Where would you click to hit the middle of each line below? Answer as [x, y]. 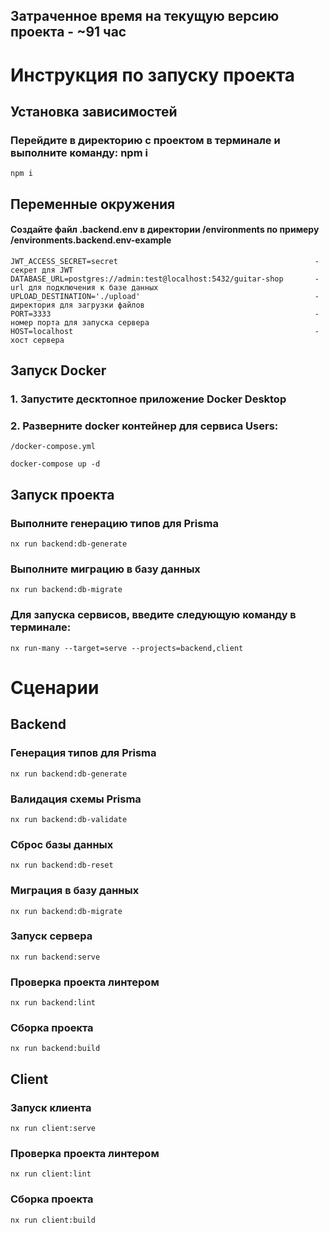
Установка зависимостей [94, 111]
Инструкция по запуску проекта [153, 75]
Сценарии [55, 687]
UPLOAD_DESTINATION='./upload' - [165, 296]
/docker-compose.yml [53, 447]
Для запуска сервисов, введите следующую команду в [153, 615]
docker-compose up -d [55, 464]
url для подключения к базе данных [84, 287]
